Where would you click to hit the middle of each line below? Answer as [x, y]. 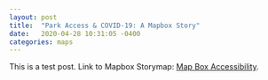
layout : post [33, 17]
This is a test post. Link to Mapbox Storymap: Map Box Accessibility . [134, 67]
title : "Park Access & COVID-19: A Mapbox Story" [105, 25]
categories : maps [41, 42]
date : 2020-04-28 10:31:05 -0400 [75, 33]
